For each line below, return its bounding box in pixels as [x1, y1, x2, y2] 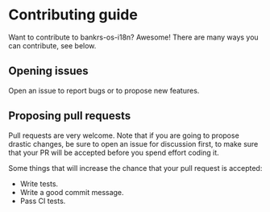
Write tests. [19, 179, 59, 189]
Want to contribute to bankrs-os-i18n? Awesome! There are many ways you [8, 32, 260, 42]
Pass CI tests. [19, 196, 66, 206]
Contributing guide [8, 6, 139, 24]
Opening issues [8, 64, 89, 78]
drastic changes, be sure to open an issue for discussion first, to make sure [8, 139, 259, 148]
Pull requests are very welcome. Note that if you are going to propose [8, 131, 239, 140]
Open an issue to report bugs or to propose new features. [8, 85, 200, 95]
